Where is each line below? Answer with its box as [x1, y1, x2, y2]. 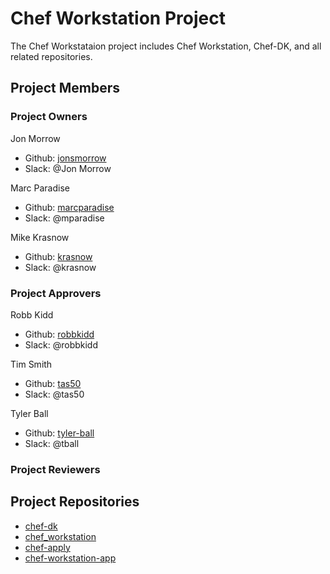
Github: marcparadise [24, 201, 115, 213]
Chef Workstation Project [10, 7, 226, 30]
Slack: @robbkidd [24, 338, 99, 351]
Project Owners [10, 110, 88, 124]
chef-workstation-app [24, 552, 117, 564]
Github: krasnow [24, 250, 93, 262]
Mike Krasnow [10, 231, 70, 243]
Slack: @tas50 [24, 388, 85, 400]
